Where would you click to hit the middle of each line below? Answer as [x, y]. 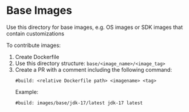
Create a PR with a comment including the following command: [94, 69]
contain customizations [35, 33]
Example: [27, 92]
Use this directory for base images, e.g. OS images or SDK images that [94, 27]
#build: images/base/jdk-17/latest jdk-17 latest [79, 103]
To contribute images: [34, 45]
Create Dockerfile [37, 57]
